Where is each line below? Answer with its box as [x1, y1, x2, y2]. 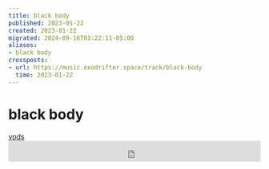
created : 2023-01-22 [8, 26, 78, 34]
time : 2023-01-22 [15, 71, 74, 79]
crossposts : [8, 57, 48, 65]
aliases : [8, 41, 38, 49]
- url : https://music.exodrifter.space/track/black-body [8, 64, 203, 72]
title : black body [8, 11, 70, 20]
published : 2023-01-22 [8, 19, 84, 27]
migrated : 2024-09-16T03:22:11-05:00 [8, 33, 134, 42]
